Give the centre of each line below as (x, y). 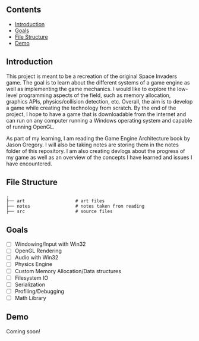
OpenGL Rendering (38, 251)
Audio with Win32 (37, 258)
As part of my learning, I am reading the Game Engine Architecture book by (98, 138)
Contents (24, 10)
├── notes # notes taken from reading (75, 207)
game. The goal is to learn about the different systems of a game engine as (98, 82)
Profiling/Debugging (39, 291)
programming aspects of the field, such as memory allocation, (95, 95)
